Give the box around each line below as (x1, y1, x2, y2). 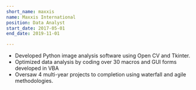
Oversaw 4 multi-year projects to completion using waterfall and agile (14, 71, 186, 78)
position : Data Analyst (6, 20, 66, 25)
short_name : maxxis (6, 8, 55, 15)
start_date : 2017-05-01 (6, 25, 66, 31)
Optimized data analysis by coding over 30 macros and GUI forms (14, 59, 177, 66)
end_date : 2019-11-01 (6, 31, 60, 37)
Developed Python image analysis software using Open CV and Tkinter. (14, 52, 191, 59)
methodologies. (14, 78, 54, 85)
